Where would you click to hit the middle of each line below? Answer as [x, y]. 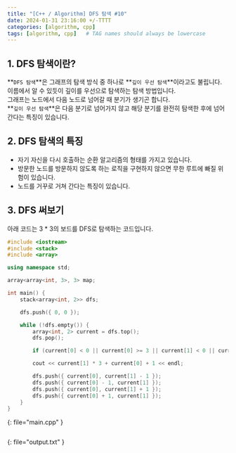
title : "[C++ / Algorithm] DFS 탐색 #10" [67, 14]
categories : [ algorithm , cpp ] [52, 27]
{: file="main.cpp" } [35, 422]
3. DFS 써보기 [36, 211]
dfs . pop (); [48, 338]
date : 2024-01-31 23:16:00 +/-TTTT [59, 20]
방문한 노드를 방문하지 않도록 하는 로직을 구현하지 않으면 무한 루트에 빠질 [117, 168]
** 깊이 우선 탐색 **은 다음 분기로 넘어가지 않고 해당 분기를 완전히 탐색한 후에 [110, 108]
